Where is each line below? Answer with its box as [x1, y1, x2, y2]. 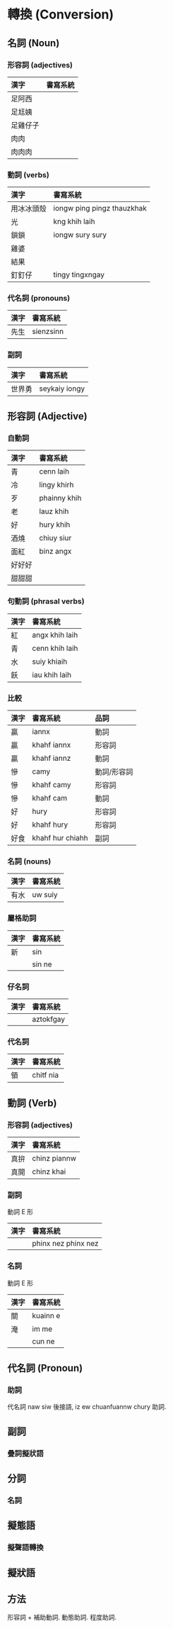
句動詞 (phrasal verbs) [7, 596, 85, 606]
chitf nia [32, 1070, 59, 1080]
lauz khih [39, 506, 69, 516]
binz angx [39, 547, 72, 557]
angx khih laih [32, 630, 78, 640]
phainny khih [39, 494, 82, 503]
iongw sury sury [53, 230, 107, 240]
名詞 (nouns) [7, 856, 52, 866]
